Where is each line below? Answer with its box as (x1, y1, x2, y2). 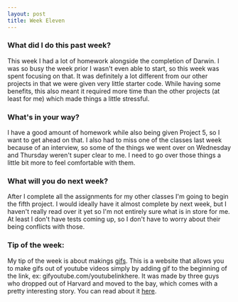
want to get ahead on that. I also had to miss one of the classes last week (7, 136, 222, 144)
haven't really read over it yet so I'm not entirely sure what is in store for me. (7, 207, 230, 216)
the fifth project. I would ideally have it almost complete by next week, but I (7, 200, 227, 208)
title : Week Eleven (7, 17, 65, 24)
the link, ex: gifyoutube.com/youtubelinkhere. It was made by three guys (7, 271, 220, 280)
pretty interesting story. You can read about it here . (7, 286, 157, 295)
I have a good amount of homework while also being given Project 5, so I (7, 129, 220, 137)
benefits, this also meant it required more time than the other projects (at (7, 87, 220, 95)
